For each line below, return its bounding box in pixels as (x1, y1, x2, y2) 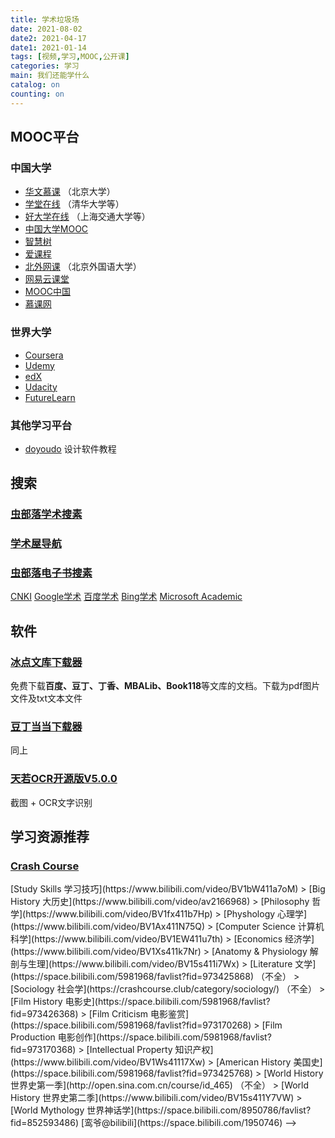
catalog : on (10, 80, 60, 90)
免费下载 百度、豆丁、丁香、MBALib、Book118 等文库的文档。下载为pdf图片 (10, 680, 321, 692)
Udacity (24, 381, 58, 393)
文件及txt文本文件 (10, 692, 83, 705)
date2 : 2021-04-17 (10, 33, 87, 43)
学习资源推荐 (10, 829, 90, 846)
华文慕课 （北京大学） (24, 186, 116, 198)
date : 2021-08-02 (10, 24, 83, 34)
